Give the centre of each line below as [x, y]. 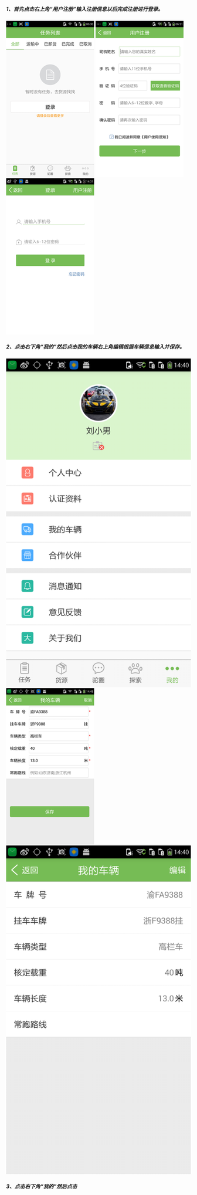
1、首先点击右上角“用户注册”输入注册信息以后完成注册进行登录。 [85, 9]
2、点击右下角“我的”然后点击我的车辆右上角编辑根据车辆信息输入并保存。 [95, 347]
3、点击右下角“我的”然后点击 [42, 1186]
